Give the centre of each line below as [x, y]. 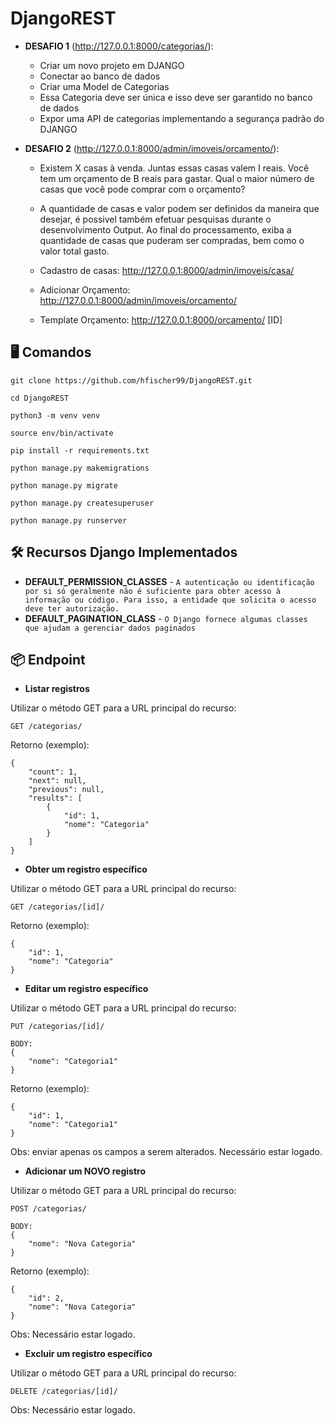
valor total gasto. [74, 251]
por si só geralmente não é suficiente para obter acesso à [152, 591]
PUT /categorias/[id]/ [57, 1027]
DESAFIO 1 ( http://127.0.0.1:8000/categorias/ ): [119, 46]
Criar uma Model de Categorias [104, 86]
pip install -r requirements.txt [80, 450]
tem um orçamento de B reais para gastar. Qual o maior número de [177, 178]
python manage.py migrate [64, 485]
